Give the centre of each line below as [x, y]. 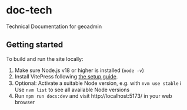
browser [25, 102]
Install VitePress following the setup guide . [66, 76]
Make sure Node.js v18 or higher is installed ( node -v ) [79, 70]
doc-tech [29, 10]
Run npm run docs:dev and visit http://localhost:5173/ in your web [93, 96]
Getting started [35, 45]
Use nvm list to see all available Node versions [72, 90]
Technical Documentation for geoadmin [54, 26]
